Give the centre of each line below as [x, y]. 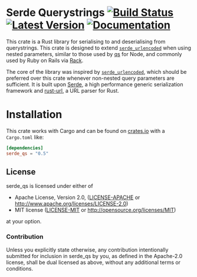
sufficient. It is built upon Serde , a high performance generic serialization [95, 84]
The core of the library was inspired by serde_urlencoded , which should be [96, 71]
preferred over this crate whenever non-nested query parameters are [91, 78]
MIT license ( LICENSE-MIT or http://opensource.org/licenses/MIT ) [95, 210]
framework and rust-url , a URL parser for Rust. [63, 90]
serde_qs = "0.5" [27, 154]
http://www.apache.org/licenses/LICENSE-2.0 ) [71, 204]
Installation [34, 115]
